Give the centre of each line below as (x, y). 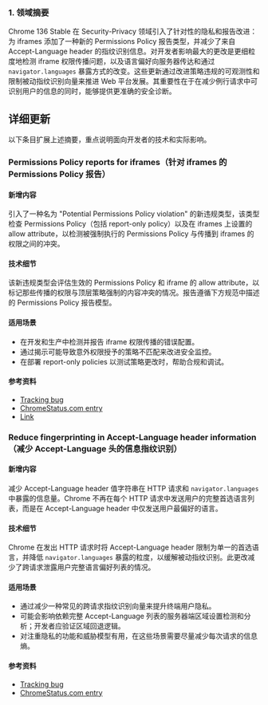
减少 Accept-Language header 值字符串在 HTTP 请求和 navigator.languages (134, 488)
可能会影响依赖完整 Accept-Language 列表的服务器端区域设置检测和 (132, 616)
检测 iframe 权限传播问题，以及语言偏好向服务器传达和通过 (118, 61)
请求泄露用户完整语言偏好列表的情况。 (92, 567)
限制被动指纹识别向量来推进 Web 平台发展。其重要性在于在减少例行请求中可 (133, 81)
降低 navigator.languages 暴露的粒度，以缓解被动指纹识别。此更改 (138, 557)
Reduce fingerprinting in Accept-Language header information (132, 437)
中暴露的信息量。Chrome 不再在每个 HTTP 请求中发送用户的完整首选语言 (128, 498)
